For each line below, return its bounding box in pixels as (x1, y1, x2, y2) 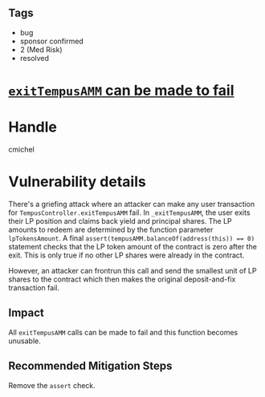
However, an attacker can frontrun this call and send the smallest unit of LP (8, 265, 257, 275)
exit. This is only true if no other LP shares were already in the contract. (8, 250, 245, 260)
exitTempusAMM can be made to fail (8, 82, 234, 99)
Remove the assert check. (8, 380, 96, 390)
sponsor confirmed (19, 36, 84, 46)
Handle (8, 118, 58, 136)
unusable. (8, 336, 42, 346)
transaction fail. (8, 282, 60, 292)
